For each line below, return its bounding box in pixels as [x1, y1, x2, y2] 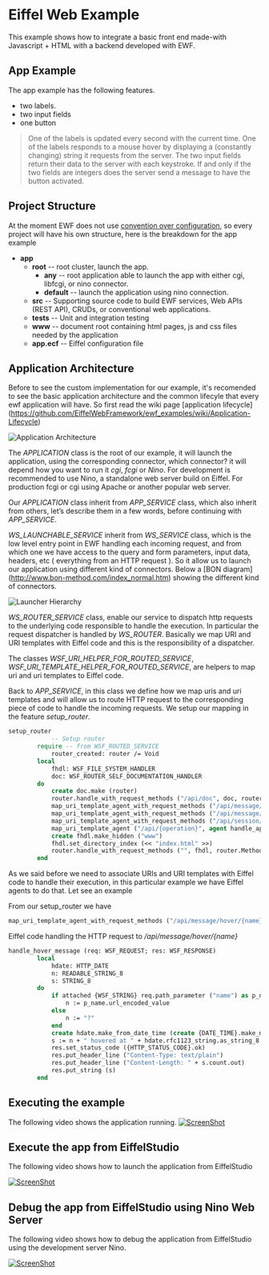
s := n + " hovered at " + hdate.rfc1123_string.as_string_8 [50, 1037, 260, 1045]
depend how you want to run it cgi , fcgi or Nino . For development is [8, 465, 231, 475]
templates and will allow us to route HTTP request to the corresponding [8, 695, 244, 704]
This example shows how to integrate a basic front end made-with [8, 32, 227, 42]
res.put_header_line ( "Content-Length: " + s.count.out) [50, 1059, 246, 1067]
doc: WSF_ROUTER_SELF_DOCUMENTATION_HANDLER [50, 772, 203, 780]
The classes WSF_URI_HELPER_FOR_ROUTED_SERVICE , [8, 654, 194, 664]
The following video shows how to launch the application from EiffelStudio [8, 1162, 253, 1171]
